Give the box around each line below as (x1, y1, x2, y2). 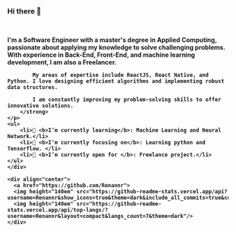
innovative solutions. (7, 102, 74, 109)
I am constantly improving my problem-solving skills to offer (32, 96, 221, 104)
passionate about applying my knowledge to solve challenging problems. (7, 43, 225, 52)
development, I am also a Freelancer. (7, 58, 117, 67)
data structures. (7, 84, 58, 91)
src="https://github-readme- (76, 200, 162, 207)
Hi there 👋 (7, 6, 42, 16)
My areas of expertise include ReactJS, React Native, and (32, 71, 209, 79)
